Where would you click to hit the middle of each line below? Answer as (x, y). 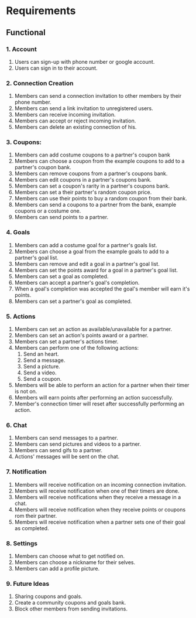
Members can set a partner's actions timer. (66, 342)
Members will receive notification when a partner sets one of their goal (100, 522)
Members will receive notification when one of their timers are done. (97, 491)
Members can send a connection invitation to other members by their (98, 96)
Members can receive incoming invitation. (65, 115)
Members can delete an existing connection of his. (75, 127)
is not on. (26, 391)
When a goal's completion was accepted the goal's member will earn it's (102, 289)
